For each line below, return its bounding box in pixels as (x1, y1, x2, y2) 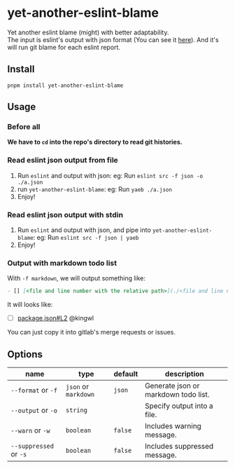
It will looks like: (7, 300, 53, 309)
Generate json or (144, 381, 200, 390)
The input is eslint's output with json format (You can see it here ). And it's (7, 35, 219, 43)
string (65, 407, 87, 414)
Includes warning (144, 421, 201, 431)
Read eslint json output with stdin (7, 210, 124, 219)
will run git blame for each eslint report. (7, 43, 121, 51)
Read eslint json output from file (7, 156, 119, 165)
